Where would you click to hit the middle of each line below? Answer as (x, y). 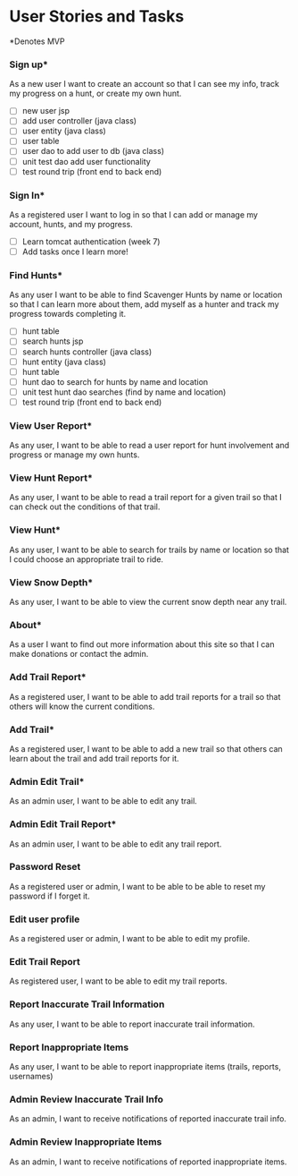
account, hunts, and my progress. (71, 224)
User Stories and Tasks (97, 17)
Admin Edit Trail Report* (63, 824)
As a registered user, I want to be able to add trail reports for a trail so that (145, 696)
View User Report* (51, 425)
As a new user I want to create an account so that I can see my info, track (144, 84)
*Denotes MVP (37, 41)
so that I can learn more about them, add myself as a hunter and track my (144, 304)
